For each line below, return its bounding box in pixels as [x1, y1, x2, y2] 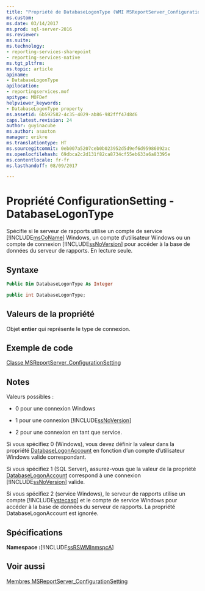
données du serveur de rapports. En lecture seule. [6, 247, 133, 255]
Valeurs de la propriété [6, 309, 95, 319]
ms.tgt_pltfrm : [6, 60, 45, 66]
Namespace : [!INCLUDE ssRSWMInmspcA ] [6, 544, 114, 551]
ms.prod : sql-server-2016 [6, 26, 72, 32]
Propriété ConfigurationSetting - [6, 194, 174, 208]
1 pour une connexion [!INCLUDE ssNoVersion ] [15, 417, 132, 424]
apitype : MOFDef [6, 94, 48, 100]
